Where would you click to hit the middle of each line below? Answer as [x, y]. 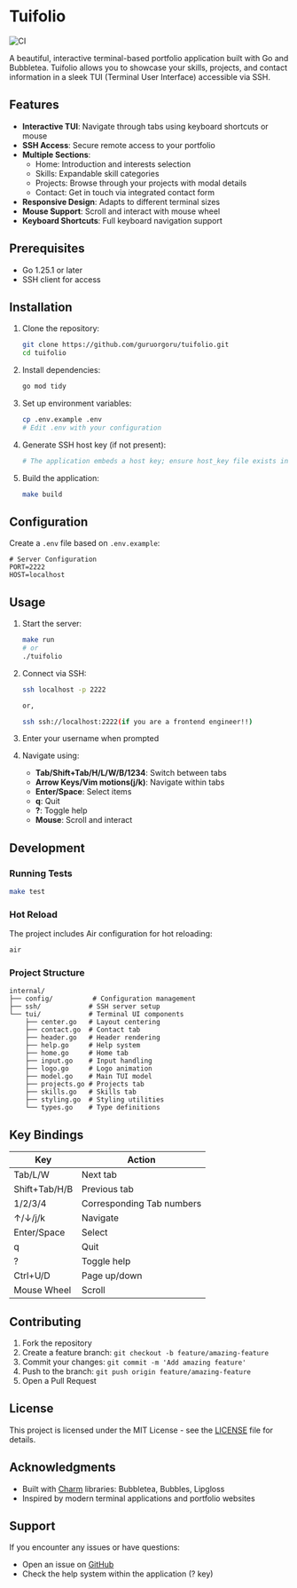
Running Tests [41, 873]
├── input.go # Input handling [89, 1061]
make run [38, 640]
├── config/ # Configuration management [103, 999]
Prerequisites [47, 249]
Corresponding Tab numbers [141, 1204]
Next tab [99, 1175]
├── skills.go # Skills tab [81, 1092]
